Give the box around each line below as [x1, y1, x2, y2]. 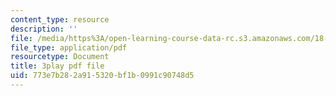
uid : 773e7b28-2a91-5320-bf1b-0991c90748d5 [10, 71, 195, 81]
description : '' [10, 24, 78, 34]
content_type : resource [10, 14, 110, 25]
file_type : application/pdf [10, 42, 128, 53]
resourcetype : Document [10, 52, 110, 62]
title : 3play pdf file [10, 61, 105, 71]
